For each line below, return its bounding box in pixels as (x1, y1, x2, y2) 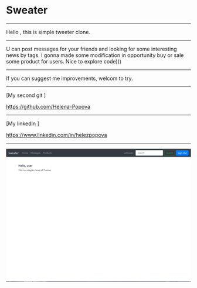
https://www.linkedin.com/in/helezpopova (6, 131, 107, 138)
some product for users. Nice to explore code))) (6, 58, 122, 65)
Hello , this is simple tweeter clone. (6, 28, 91, 35)
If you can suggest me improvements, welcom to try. (6, 75, 133, 82)
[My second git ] (6, 92, 46, 99)
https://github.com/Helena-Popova (6, 103, 91, 110)
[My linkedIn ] (6, 120, 39, 127)
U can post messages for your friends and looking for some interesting (6, 45, 177, 52)
